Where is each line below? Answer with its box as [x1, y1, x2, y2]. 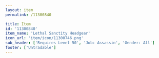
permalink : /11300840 [5, 12, 52, 17]
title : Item [5, 21, 31, 26]
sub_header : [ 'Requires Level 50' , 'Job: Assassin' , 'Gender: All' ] [5, 40, 155, 46]
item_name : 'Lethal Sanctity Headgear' [5, 31, 91, 36]
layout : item [5, 7, 33, 13]
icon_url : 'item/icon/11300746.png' [5, 36, 84, 41]
